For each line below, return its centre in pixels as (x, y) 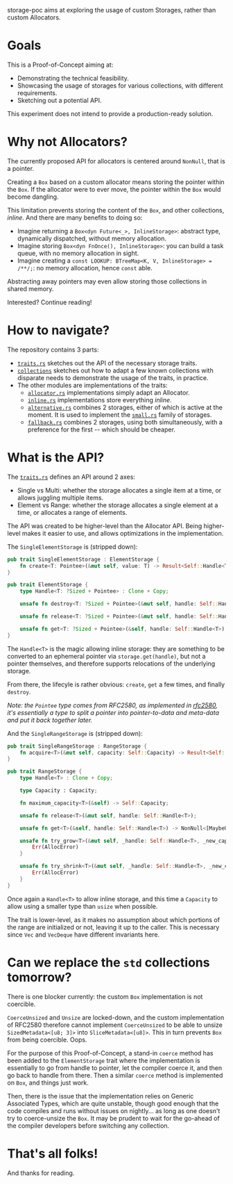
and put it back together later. (50, 720)
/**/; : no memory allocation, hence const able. (85, 268)
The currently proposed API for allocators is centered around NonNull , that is (116, 161)
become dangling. (33, 197)
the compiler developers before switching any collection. (88, 1126)
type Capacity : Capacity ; (59, 791)
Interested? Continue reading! (50, 302)
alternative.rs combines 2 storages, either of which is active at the (125, 407)
